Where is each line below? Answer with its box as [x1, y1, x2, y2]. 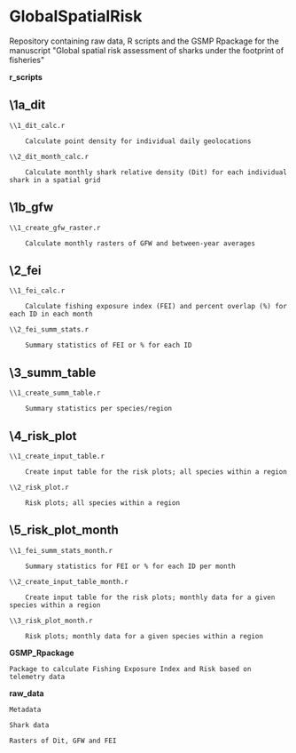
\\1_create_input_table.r [9, 452, 105, 461]
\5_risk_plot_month [9, 523, 120, 538]
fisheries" [9, 54, 45, 65]
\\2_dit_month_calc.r [9, 152, 90, 161]
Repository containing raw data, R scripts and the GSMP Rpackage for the [9, 36, 279, 46]
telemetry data [9, 672, 66, 681]
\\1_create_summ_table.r [9, 389, 101, 397]
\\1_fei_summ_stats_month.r [9, 546, 113, 555]
